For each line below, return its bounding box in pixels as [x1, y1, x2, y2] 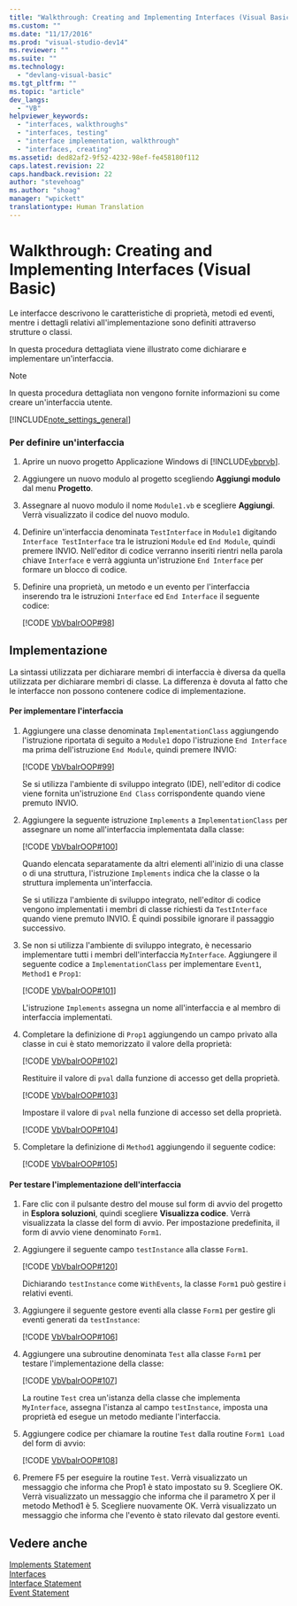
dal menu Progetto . [21, 482, 94, 493]
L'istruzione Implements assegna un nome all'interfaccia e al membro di [21, 1002, 281, 1013]
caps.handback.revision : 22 [9, 169, 113, 178]
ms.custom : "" [9, 21, 62, 30]
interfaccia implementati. [21, 1012, 113, 1022]
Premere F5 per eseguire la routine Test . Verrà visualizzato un [21, 1472, 247, 1483]
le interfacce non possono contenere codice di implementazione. [9, 685, 246, 696]
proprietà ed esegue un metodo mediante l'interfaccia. [21, 1411, 221, 1423]
